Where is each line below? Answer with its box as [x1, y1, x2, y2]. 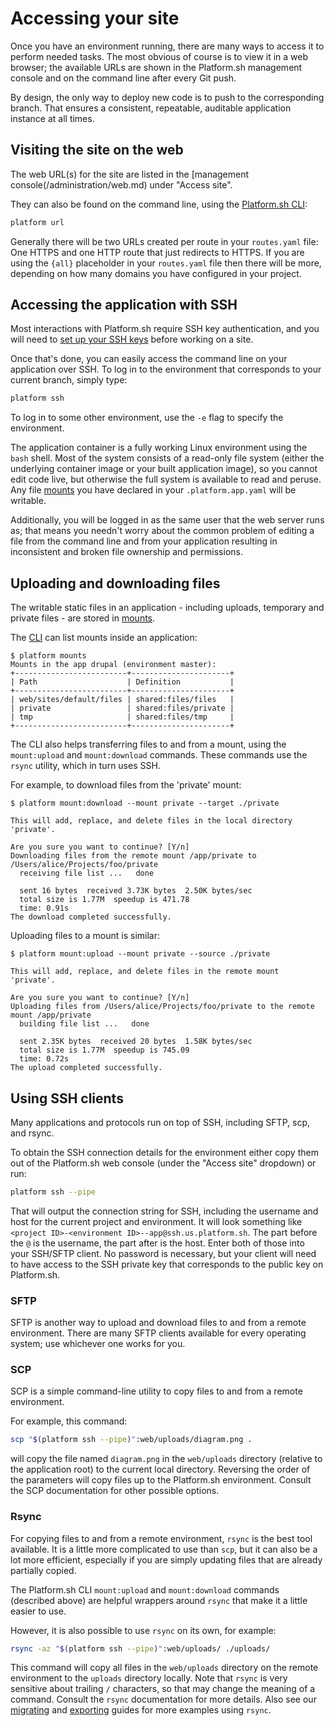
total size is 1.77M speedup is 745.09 [19, 1045, 190, 1056]
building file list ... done [19, 1019, 150, 1029]
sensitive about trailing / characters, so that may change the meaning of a [10, 1683, 316, 1695]
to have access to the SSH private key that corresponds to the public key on [10, 1258, 324, 1270]
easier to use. [10, 1605, 67, 1617]
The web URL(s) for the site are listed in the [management [10, 168, 250, 180]
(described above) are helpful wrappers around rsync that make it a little [10, 1594, 308, 1606]
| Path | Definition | [10, 677, 235, 687]
